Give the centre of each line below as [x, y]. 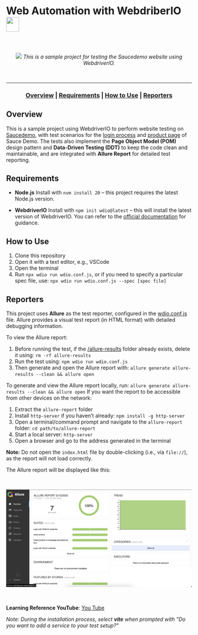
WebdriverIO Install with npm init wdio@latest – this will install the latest [103, 210]
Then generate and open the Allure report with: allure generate [92, 368]
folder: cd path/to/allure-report [55, 428]
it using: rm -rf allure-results [53, 355]
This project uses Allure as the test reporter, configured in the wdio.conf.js [97, 313]
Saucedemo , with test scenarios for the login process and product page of [97, 135]
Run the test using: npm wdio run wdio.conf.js [71, 362]
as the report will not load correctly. [49, 459]
